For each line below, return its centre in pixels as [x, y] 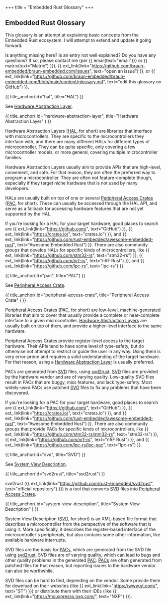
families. [14, 157]
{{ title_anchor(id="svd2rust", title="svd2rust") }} [55, 474]
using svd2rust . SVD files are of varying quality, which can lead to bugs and [83, 555]
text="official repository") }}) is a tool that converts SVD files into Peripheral [83, 489]
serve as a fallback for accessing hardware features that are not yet [75, 208]
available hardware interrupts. [36, 540]
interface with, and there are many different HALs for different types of [78, 141]
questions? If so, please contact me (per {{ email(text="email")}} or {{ [76, 60]
